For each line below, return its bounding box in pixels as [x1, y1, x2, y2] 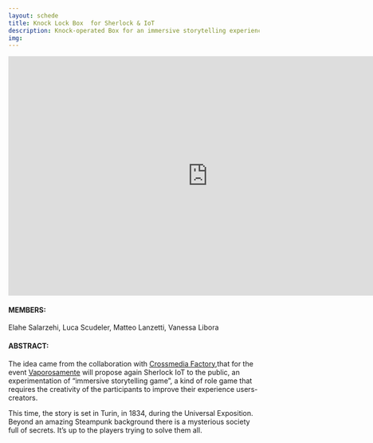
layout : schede [8, 11, 59, 20]
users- [236, 384, 258, 394]
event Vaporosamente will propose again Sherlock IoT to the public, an [8, 367, 241, 377]
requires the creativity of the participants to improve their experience [8, 384, 235, 394]
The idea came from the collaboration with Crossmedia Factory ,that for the [8, 358, 253, 368]
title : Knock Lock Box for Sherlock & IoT [8, 19, 155, 27]
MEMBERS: [8, 305, 46, 314]
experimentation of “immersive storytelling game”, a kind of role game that [8, 376, 253, 386]
